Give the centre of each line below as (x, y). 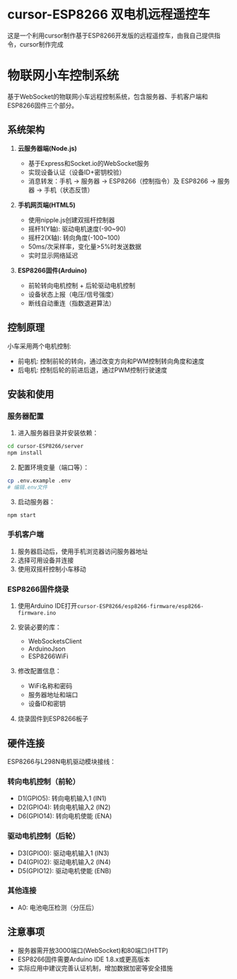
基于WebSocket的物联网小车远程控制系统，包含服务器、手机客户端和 (108, 96)
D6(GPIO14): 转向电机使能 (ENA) (65, 816)
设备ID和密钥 (47, 704)
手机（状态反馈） (69, 190)
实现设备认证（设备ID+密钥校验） (77, 172)
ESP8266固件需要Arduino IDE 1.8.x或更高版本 (83, 959)
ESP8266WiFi (48, 656)
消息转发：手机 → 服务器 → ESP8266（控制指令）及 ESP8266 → (122, 181)
